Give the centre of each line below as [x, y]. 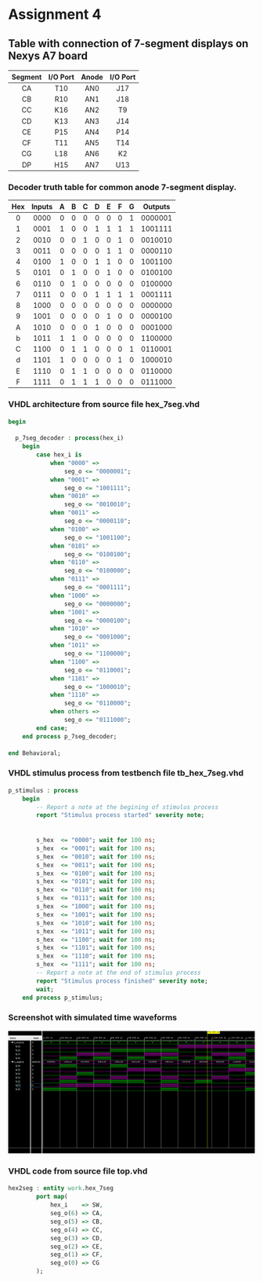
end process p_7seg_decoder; [70, 736]
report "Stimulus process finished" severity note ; [122, 981]
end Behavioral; [34, 753]
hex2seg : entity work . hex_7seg [61, 1189]
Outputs [157, 207]
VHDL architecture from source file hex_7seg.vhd [104, 405]
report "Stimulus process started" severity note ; [121, 815]
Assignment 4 [55, 15]
